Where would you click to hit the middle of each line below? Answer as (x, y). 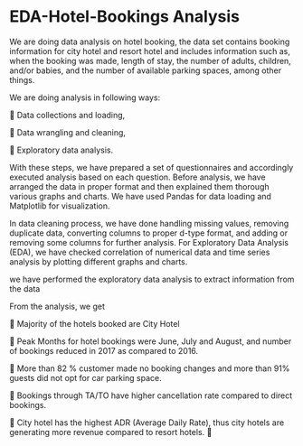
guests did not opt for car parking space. (85, 377)
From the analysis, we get (57, 306)
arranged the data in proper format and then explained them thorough (139, 186)
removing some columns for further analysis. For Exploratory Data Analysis (149, 242)
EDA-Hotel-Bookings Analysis (124, 17)
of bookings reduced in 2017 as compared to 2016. (104, 350)
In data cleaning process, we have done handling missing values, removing (149, 223)
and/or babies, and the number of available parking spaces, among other (146, 70)
